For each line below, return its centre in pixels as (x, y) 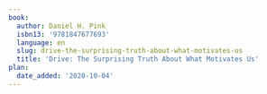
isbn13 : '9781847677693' (63, 34)
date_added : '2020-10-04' (65, 76)
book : (18, 17)
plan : (18, 68)
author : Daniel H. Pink (61, 26)
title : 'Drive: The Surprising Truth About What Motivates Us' (138, 59)
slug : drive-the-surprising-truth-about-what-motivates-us (130, 51)
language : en (41, 43)
